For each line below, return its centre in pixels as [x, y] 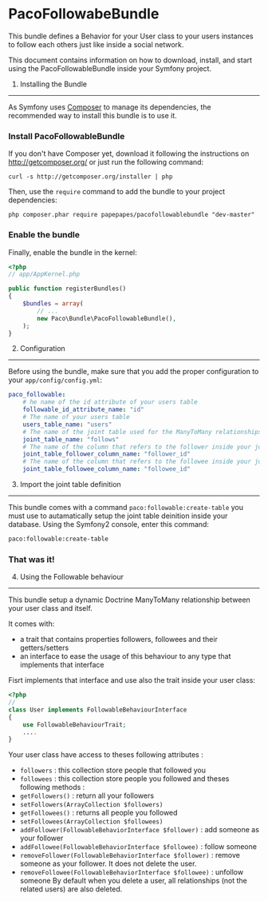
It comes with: [32, 624]
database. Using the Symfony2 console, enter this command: [109, 524]
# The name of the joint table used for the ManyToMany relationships [142, 432]
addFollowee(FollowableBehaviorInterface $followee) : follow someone [138, 847]
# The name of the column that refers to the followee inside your [137, 462]
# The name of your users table [76, 417]
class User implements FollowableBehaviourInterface [98, 710]
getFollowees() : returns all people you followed [99, 813]
